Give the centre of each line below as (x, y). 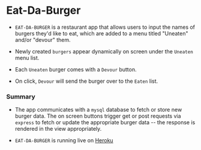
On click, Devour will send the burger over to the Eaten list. (86, 81)
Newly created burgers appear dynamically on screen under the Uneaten (104, 51)
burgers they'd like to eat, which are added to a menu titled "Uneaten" (101, 33)
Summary (21, 97)
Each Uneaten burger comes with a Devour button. (76, 69)
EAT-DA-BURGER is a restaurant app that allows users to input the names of (105, 27)
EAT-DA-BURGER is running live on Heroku (64, 140)
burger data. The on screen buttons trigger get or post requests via (98, 116)
